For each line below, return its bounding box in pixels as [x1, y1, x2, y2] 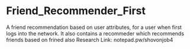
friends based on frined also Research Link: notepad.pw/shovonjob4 [6, 36, 173, 43]
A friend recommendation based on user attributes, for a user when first [6, 24, 182, 31]
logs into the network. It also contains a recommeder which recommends [6, 30, 185, 37]
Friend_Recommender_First [6, 4, 146, 18]
